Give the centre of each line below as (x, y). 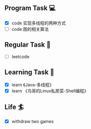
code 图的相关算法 (30, 29)
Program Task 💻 (30, 8)
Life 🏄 (14, 107)
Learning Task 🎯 (29, 72)
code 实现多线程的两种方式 (39, 23)
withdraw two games (33, 121)
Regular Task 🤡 (28, 45)
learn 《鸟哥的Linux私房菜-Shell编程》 (50, 91)
